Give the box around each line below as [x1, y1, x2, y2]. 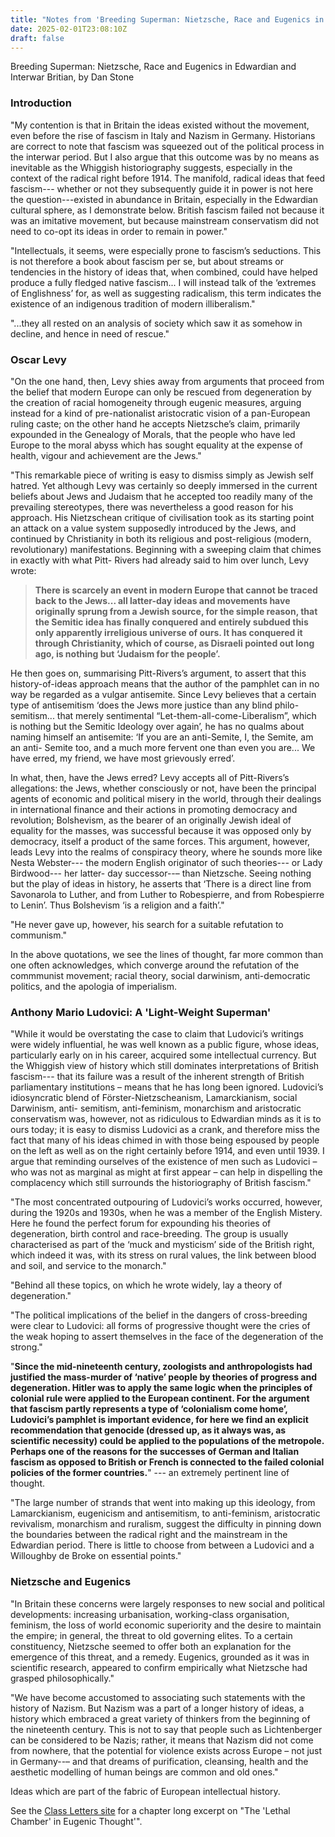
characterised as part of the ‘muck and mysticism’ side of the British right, [10, 1239, 315, 1251]
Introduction [10, 96, 72, 110]
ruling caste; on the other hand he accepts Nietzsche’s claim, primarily [10, 417, 301, 430]
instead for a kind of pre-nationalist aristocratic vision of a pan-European [10, 407, 311, 419]
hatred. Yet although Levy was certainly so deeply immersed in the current [10, 479, 318, 491]
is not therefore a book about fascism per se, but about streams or [10, 255, 284, 267]
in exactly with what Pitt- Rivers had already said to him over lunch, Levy [10, 554, 310, 566]
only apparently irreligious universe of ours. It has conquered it [34, 626, 303, 638]
